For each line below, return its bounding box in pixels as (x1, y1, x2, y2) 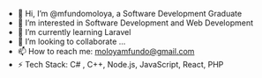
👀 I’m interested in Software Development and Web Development (17, 18, 254, 28)
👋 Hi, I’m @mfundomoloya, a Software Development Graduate (17, 9, 243, 18)
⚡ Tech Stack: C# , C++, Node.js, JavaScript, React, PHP (17, 60, 224, 69)
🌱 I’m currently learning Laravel (17, 27, 131, 37)
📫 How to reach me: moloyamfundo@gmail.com (17, 46, 195, 56)
